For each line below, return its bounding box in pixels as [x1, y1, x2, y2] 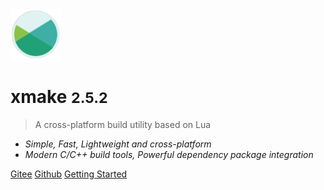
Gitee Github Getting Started [10, 168, 128, 180]
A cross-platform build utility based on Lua [34, 118, 212, 130]
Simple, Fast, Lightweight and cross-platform [24, 138, 212, 150]
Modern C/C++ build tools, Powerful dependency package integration [24, 148, 314, 160]
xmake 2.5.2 [10, 85, 108, 108]
